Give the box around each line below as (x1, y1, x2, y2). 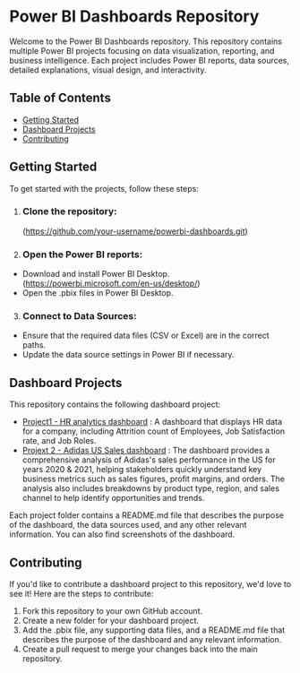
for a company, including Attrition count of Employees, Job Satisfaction (21, 426, 286, 436)
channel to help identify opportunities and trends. (21, 493, 205, 504)
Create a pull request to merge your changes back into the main (21, 643, 258, 655)
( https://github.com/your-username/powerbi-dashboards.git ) (21, 226, 248, 237)
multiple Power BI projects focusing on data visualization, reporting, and (9, 45, 275, 56)
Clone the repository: (21, 205, 118, 218)
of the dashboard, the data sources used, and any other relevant (9, 520, 247, 531)
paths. (21, 340, 47, 350)
